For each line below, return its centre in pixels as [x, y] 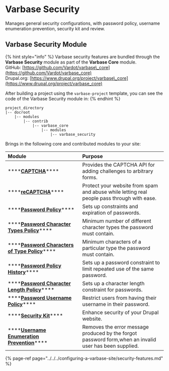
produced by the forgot [110, 333]
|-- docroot [18, 112]
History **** [23, 272]
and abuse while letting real [115, 192]
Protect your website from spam [120, 185]
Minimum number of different [117, 221]
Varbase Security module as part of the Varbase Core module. [71, 62]
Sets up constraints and [110, 206]
